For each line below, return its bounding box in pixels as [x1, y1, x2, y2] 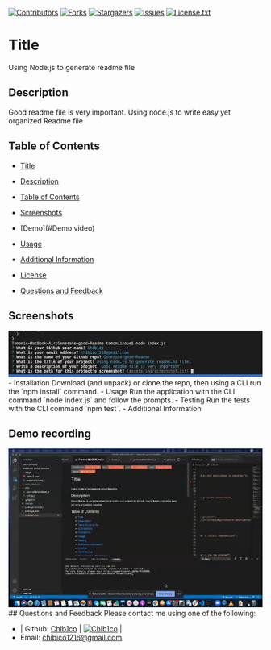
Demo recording [8, 427, 91, 440]
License [19, 270, 47, 280]
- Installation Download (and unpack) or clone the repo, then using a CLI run [8, 377, 261, 387]
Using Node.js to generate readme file [8, 62, 135, 72]
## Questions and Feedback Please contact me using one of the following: [8, 609, 256, 619]
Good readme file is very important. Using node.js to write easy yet [8, 107, 231, 117]
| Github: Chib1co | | [19, 624, 123, 634]
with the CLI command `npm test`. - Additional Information [8, 403, 202, 413]
